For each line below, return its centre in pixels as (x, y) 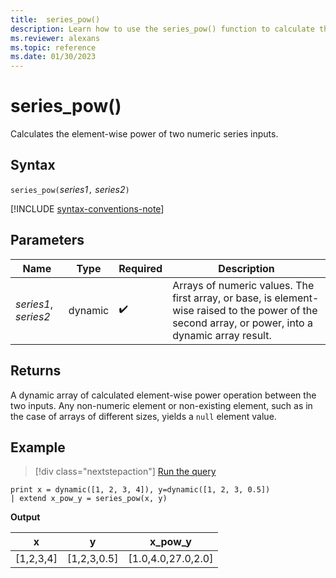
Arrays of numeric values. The (243, 285)
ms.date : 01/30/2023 (53, 57)
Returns (36, 371)
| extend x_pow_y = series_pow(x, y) (89, 499)
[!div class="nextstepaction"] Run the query (125, 472)
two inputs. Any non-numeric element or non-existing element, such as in (161, 405)
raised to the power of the (257, 310)
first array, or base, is (222, 298)
